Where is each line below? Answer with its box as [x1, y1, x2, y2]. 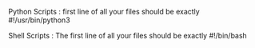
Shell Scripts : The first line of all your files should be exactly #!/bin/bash [8, 31, 248, 40]
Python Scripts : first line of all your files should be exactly [8, 7, 200, 16]
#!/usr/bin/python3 [8, 15, 70, 25]
